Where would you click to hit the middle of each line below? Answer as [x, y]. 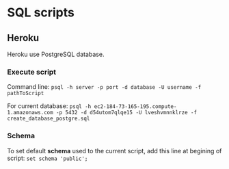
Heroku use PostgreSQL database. [56, 54]
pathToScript [26, 94]
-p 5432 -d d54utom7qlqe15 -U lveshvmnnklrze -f [126, 113]
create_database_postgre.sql [49, 119]
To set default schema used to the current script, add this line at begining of [114, 151]
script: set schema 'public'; [48, 158]
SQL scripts [41, 13]
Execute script [32, 72]
